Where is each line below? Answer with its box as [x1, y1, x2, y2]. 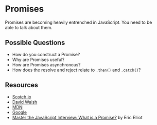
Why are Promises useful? [12, 57, 65, 62]
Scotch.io [12, 94, 32, 100]
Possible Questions [5, 39, 65, 47]
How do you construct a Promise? [12, 51, 80, 57]
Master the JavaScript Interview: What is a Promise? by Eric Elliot [12, 114, 142, 120]
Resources [5, 81, 38, 89]
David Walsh [12, 99, 37, 105]
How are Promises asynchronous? [12, 62, 81, 67]
